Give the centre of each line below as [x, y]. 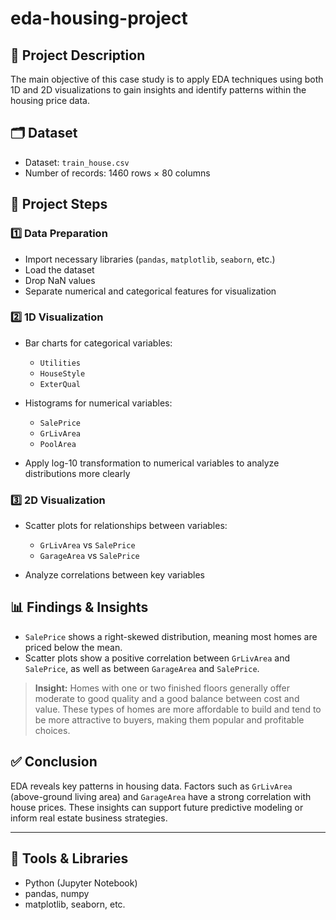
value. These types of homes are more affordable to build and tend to [178, 709]
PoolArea [58, 444]
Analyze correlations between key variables [114, 575]
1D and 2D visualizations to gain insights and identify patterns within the [158, 90]
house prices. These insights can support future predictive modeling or [157, 807]
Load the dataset [59, 269]
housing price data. [50, 100]
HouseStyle [62, 373]
